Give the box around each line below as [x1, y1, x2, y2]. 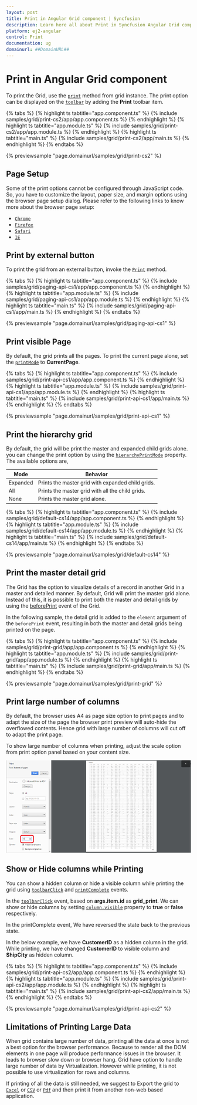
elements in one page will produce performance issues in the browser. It [6, 1050, 181, 1057]
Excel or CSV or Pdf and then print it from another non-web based [6, 1086, 163, 1093]
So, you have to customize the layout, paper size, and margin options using [6, 191, 188, 198]
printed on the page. [6, 626, 56, 633]
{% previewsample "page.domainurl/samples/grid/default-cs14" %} [6, 551, 170, 558]
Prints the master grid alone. [38, 496, 107, 503]
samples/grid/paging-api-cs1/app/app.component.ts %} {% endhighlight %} [6, 283, 191, 290]
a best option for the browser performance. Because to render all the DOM [6, 1044, 186, 1051]
